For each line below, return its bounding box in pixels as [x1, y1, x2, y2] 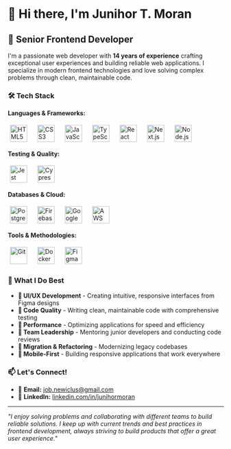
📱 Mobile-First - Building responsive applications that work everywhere [17, 350, 221, 358]
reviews [17, 335, 40, 343]
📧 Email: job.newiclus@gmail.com [17, 385, 114, 393]
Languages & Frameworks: [8, 109, 86, 117]
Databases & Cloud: [8, 191, 66, 199]
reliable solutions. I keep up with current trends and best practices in [8, 420, 202, 428]
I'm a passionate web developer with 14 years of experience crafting [8, 51, 203, 60]
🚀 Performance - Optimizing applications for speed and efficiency [17, 320, 205, 328]
